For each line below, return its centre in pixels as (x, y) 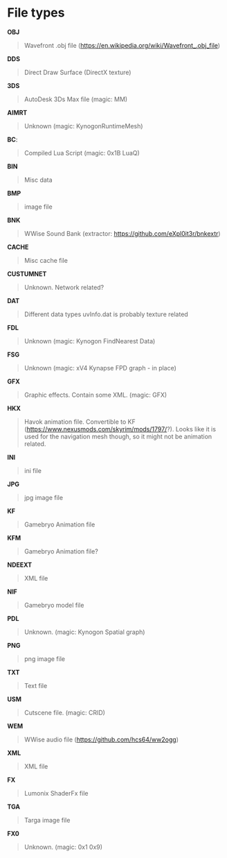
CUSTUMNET (27, 274)
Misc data (38, 180)
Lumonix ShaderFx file (56, 793)
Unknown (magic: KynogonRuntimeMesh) (83, 126)
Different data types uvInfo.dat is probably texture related (106, 314)
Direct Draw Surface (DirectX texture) (78, 72)
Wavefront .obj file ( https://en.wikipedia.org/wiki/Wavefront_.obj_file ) (122, 45)
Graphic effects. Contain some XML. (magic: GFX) (96, 395)
